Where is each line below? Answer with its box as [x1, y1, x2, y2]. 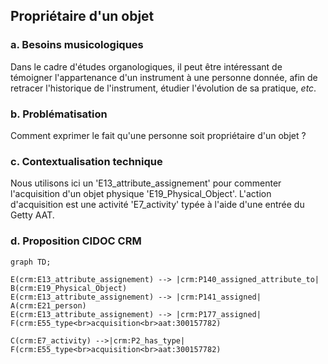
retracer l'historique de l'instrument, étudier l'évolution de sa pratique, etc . [10, 82, 317, 94]
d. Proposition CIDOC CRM [10, 234, 142, 248]
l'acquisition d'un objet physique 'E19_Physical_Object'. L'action [10, 188, 272, 200]
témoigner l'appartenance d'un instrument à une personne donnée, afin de [10, 71, 318, 83]
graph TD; [10, 257, 52, 267]
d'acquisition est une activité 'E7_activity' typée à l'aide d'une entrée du [10, 199, 305, 211]
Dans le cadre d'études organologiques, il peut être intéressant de [10, 60, 283, 73]
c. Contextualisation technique [10, 154, 163, 168]
